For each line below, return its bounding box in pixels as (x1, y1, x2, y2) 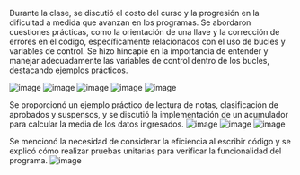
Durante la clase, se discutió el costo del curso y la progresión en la (9, 8, 260, 18)
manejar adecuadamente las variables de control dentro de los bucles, (9, 56, 270, 66)
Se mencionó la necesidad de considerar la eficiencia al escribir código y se (9, 136, 292, 146)
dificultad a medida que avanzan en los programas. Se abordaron (9, 17, 251, 28)
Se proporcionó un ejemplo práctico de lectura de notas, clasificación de (9, 100, 278, 110)
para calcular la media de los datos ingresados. (9, 118, 184, 129)
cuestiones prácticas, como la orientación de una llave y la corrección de (9, 27, 280, 37)
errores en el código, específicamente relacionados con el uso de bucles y (9, 36, 286, 47)
